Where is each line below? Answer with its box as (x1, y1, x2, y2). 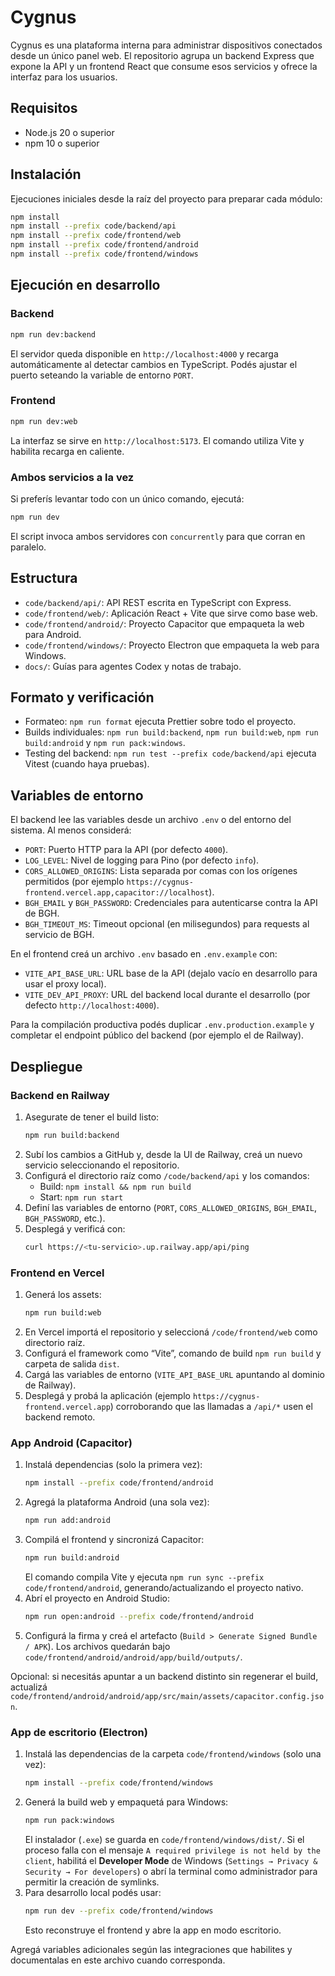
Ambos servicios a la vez (10, 470, 135, 484)
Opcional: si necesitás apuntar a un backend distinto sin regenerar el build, (10, 1670, 319, 1682)
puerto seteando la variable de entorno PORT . (10, 369, 194, 381)
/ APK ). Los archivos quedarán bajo (24, 1640, 171, 1652)
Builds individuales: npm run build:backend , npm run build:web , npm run (24, 726, 319, 738)
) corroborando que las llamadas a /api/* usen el (109, 1400, 313, 1412)
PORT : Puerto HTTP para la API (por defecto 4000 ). (24, 844, 229, 856)
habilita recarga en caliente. (10, 445, 125, 457)
